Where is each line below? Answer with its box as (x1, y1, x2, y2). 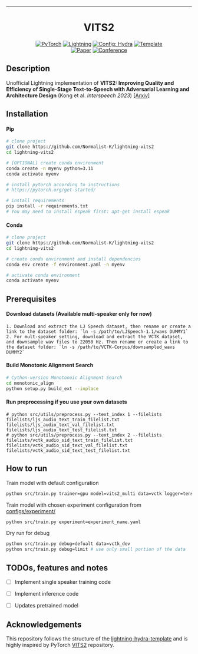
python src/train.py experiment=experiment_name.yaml (6, 519, 141, 525)
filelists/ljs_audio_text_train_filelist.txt (6, 417, 120, 422)
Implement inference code (14, 590, 79, 597)
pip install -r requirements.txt (6, 203, 88, 209)
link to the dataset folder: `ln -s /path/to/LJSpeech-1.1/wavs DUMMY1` (6, 328, 189, 335)
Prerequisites (6, 294, 57, 304)
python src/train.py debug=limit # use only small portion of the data (6, 546, 186, 553)
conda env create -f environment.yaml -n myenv (6, 262, 126, 267)
